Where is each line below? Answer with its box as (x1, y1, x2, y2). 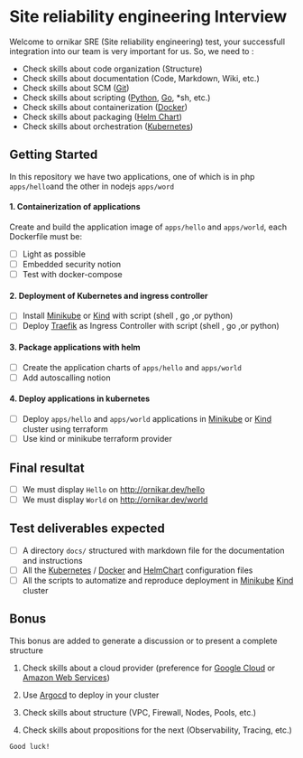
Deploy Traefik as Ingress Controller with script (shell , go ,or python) (22, 321, 280, 332)
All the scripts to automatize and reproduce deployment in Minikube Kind (22, 576, 294, 585)
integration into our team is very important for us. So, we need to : (9, 45, 254, 56)
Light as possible (22, 248, 86, 259)
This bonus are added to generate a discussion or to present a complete (9, 635, 278, 646)
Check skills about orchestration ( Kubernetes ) (22, 120, 194, 132)
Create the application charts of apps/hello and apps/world (22, 361, 242, 372)
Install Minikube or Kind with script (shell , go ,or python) (22, 310, 234, 322)
